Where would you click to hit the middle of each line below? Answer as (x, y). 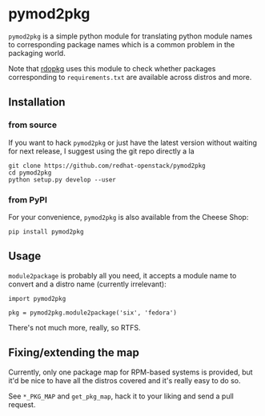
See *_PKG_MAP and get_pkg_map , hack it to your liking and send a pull (121, 396)
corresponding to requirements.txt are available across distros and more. (130, 77)
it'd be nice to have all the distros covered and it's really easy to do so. (124, 380)
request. (22, 404)
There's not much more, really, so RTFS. (75, 327)
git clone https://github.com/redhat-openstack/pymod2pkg (107, 166)
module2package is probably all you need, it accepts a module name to (122, 275)
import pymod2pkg (37, 298)
